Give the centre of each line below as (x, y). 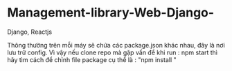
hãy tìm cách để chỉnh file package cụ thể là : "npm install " (92, 59)
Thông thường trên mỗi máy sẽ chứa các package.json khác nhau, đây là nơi (116, 45)
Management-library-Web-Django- (111, 13)
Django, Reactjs (30, 32)
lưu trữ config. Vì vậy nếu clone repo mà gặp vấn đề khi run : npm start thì (113, 52)
